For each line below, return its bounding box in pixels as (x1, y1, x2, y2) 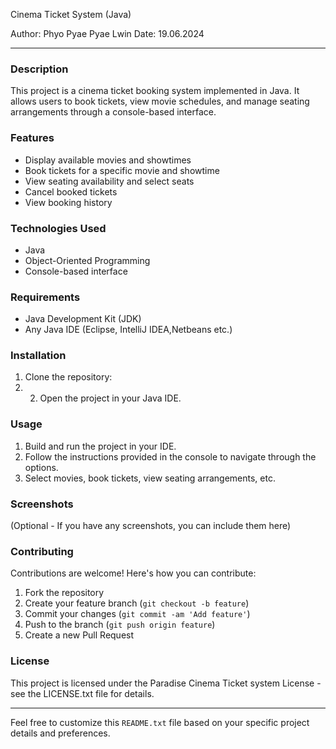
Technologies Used (10, 221, 107, 235)
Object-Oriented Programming (24, 254, 151, 266)
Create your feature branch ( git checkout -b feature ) (24, 597, 250, 609)
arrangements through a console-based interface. (10, 106, 217, 118)
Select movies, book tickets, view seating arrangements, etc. (24, 472, 276, 484)
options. (24, 461, 59, 473)
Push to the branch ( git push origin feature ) (24, 619, 216, 631)
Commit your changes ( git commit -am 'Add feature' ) (24, 608, 251, 620)
